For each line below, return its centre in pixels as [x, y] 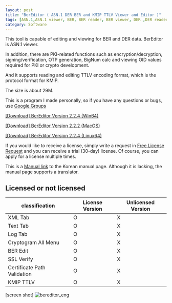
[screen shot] [19, 295]
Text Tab [18, 226]
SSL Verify [20, 259]
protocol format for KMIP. [32, 80]
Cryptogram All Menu [34, 243]
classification [38, 206]
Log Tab [18, 234]
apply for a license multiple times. [41, 156]
